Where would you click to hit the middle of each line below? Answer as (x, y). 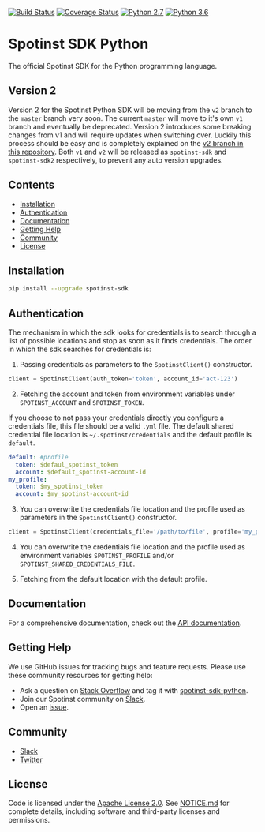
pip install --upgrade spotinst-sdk (68, 289)
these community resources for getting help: (80, 675)
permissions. (29, 820)
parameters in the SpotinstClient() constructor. (98, 518)
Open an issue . (44, 707)
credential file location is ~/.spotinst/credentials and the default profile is (130, 434)
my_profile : (28, 479)
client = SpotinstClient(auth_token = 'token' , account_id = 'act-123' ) (123, 379)
